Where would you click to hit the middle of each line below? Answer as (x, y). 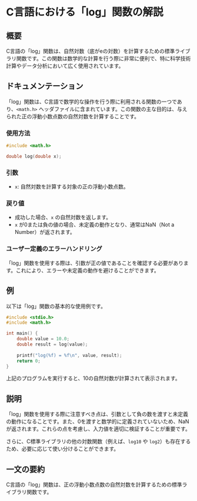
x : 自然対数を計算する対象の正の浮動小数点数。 (71, 187)
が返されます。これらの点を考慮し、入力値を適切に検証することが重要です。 (98, 429)
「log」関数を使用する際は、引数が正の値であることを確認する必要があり (95, 263)
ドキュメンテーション (45, 86)
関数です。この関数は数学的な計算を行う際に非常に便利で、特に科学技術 (103, 58)
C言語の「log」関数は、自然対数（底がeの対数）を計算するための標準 (91, 51)
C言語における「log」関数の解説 (85, 12)
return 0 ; (29, 361)
